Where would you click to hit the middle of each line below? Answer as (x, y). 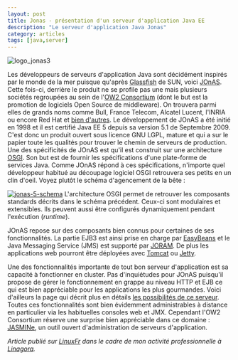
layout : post (27, 14)
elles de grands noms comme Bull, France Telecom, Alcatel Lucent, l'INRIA (117, 112)
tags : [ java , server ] (38, 41)
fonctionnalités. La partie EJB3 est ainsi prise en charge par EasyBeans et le (119, 238)
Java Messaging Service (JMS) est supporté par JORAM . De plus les (108, 245)
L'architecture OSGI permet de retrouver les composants (147, 194)
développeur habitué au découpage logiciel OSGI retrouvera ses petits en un (119, 173)
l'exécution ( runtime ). (38, 217)
